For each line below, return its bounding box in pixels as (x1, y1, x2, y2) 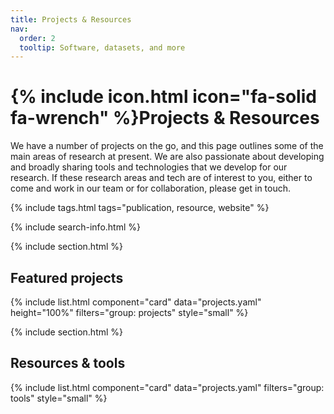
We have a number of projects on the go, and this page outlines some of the (10, 140, 324, 152)
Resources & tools (10, 355, 126, 372)
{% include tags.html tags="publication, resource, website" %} (10, 202, 270, 214)
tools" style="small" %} (10, 392, 108, 404)
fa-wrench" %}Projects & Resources (10, 107, 320, 130)
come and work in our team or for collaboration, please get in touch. (10, 182, 292, 195)
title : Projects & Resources (10, 14, 132, 25)
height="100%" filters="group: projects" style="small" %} (10, 307, 249, 318)
